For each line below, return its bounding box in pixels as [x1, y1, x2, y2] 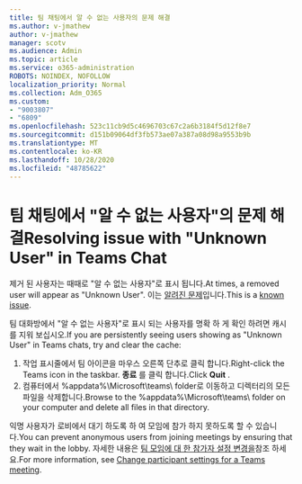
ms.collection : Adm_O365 [9, 88, 102, 97]
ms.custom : [9, 96, 50, 106]
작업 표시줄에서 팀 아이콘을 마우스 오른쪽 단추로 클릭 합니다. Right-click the [22, 358, 285, 369]
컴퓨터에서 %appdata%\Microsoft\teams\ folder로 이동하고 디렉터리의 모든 [22, 381, 290, 391]
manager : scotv [9, 38, 67, 48]
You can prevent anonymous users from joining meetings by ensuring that [18, 432, 293, 443]
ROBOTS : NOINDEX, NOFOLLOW [9, 72, 111, 81]
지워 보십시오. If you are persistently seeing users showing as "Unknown [18, 329, 283, 340]
